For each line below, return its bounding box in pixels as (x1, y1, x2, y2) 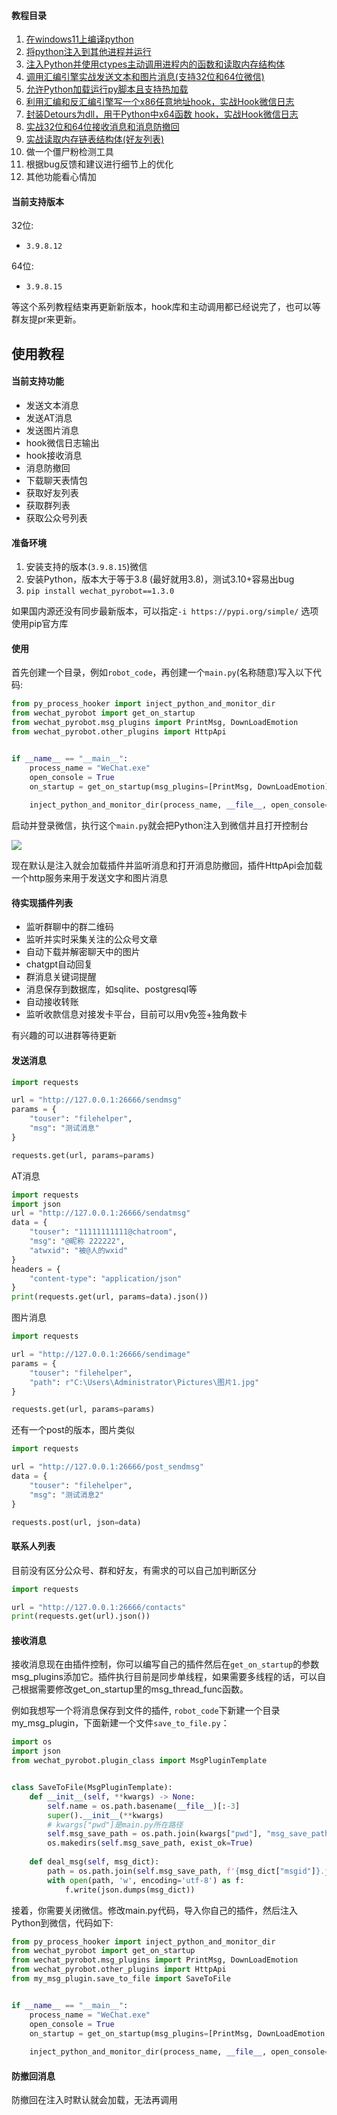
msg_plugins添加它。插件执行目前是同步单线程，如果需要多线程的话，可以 (11, 1671, 318, 1683)
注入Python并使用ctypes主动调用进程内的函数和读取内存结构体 (25, 58, 286, 70)
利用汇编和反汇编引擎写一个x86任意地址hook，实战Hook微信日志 (25, 96, 295, 108)
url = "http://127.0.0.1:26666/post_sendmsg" (11, 1462, 204, 1472)
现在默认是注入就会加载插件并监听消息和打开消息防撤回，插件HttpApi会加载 (11, 860, 323, 872)
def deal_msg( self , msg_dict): (29, 1857, 160, 1867)
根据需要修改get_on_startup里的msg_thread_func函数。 (19, 1683, 249, 1695)
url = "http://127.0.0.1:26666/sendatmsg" (11, 1208, 191, 1219)
